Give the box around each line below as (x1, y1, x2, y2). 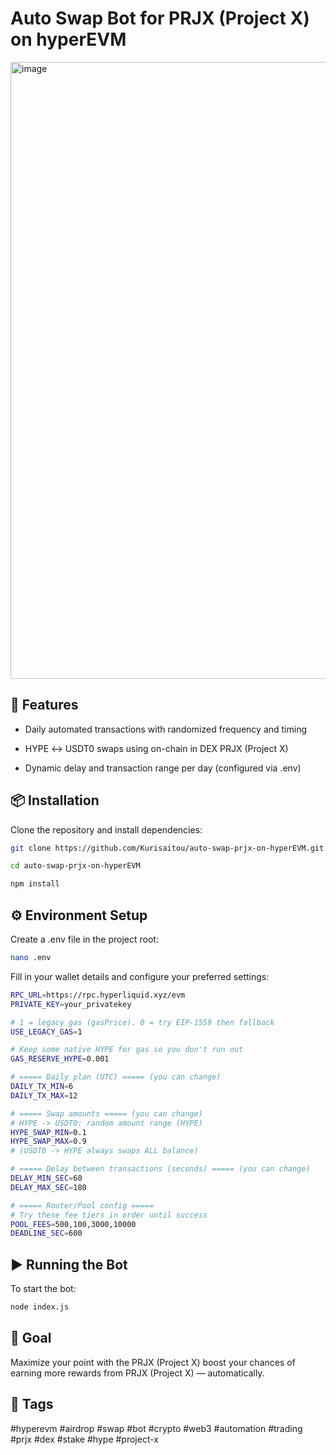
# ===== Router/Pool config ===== (10, 1200, 155, 1211)
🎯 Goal (10, 1330, 52, 1347)
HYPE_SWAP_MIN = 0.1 (10, 1127, 87, 1137)
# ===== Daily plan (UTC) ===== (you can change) (10, 1072, 222, 1082)
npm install (10, 879, 60, 889)
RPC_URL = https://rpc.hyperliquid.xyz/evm (10, 990, 186, 1000)
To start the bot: (10, 1283, 77, 1295)
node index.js (10, 1302, 70, 1312)
